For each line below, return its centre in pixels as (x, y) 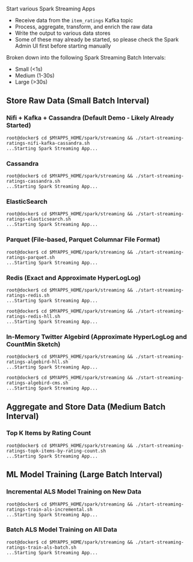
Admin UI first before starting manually (63, 46)
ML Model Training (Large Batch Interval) (84, 475)
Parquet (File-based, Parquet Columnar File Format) (83, 240)
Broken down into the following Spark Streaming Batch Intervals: (86, 57)
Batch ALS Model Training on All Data (62, 530)
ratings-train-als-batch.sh (41, 547)
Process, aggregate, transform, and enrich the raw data (84, 27)
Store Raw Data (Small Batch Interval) (78, 101)
